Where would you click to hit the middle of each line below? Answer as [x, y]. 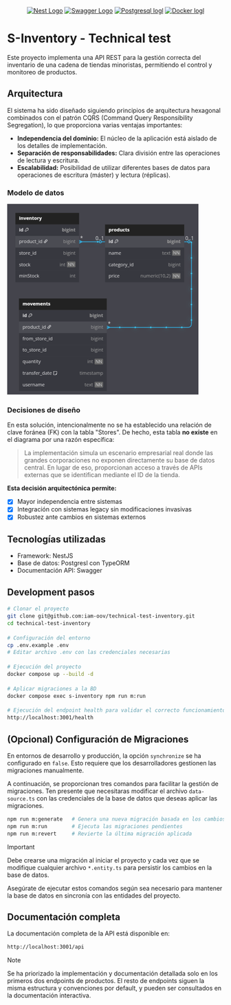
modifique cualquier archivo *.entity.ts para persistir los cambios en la [110, 867]
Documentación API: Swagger [60, 571]
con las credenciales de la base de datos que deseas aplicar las [127, 798]
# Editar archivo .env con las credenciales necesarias [89, 653]
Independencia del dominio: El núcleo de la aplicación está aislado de [117, 138]
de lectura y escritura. [48, 160]
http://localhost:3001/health [51, 718]
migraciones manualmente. [46, 770]
